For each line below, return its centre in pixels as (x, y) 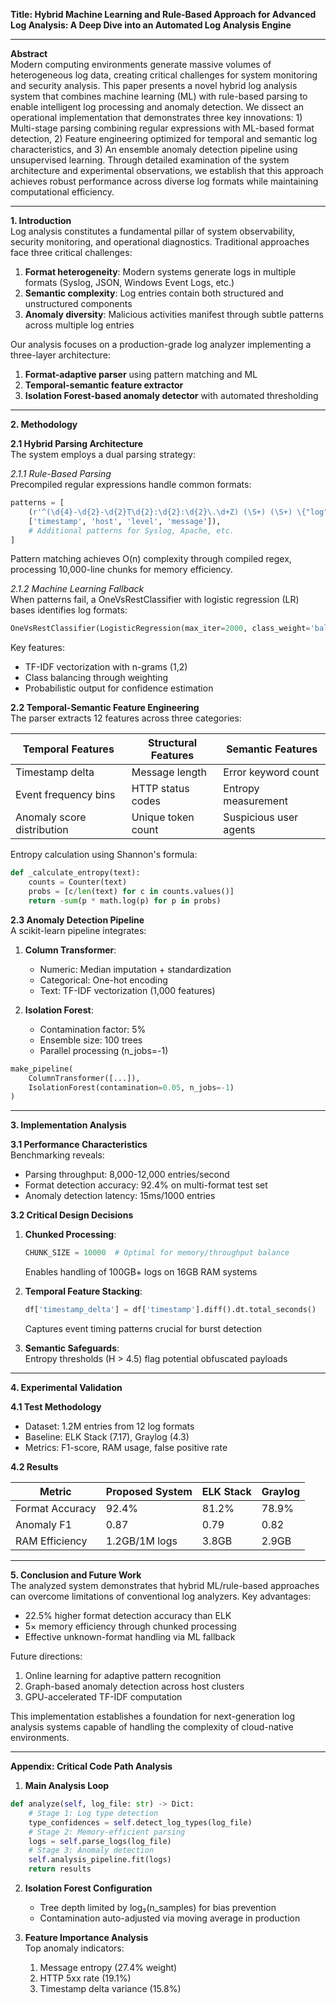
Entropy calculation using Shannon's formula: (104, 855)
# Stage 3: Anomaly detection (91, 1850)
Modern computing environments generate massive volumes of (141, 64)
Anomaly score (51, 817)
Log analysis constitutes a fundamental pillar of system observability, (152, 231)
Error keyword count (271, 772)
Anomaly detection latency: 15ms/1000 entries (120, 1196)
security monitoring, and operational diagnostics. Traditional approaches (160, 242)
